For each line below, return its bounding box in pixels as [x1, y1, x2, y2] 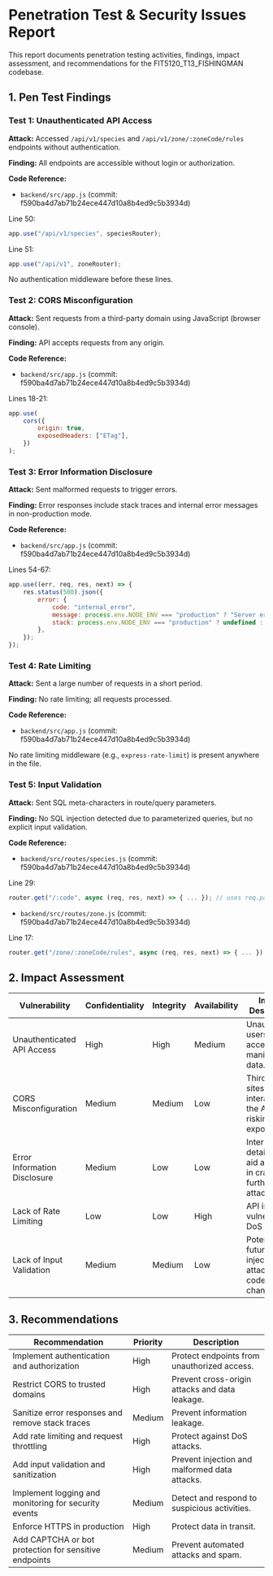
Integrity [152, 1000, 187, 1011]
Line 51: [8, 244, 34, 253]
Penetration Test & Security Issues [8, 6, 246, 24]
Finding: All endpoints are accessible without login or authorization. [8, 158, 236, 167]
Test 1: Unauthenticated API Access [8, 115, 153, 127]
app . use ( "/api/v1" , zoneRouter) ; [8, 260, 122, 268]
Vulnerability [19, 1000, 71, 1011]
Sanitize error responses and [12, 1407, 123, 1418]
